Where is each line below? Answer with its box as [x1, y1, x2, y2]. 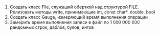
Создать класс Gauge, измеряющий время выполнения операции [9, 14, 148, 20]
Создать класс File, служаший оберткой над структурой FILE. [9, 4, 139, 10]
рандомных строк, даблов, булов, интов [9, 24, 94, 30]
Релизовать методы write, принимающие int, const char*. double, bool [9, 9, 155, 15]
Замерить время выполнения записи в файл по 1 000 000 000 [9, 19, 140, 25]
